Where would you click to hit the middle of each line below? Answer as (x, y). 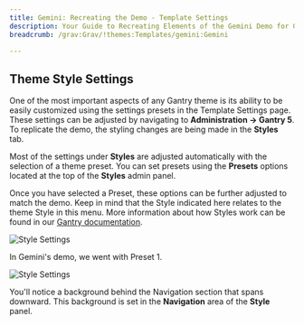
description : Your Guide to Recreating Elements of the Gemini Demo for (149, 26)
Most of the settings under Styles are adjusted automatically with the (138, 157)
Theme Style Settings (71, 79)
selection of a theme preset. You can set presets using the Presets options (149, 166)
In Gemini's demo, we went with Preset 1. (86, 257)
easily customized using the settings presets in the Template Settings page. (150, 110)
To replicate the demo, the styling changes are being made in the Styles (144, 130)
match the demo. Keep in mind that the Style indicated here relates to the (146, 203)
